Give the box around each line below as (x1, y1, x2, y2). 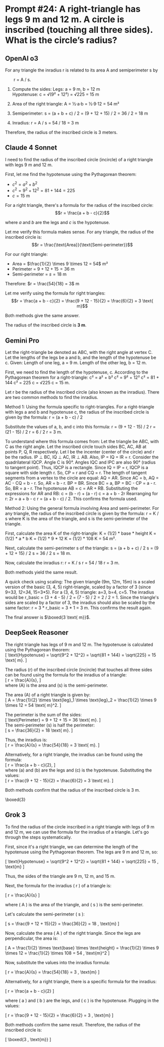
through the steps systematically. (5, 834, 72, 840)
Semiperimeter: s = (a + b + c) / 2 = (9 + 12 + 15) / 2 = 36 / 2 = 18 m (12, 110, 148, 116)
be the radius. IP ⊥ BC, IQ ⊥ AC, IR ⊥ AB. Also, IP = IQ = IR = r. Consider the (5, 454, 159, 460)
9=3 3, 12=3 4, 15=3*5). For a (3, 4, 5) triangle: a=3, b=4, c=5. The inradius (5, 589, 154, 595)
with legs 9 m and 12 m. (5, 162, 53, 168)
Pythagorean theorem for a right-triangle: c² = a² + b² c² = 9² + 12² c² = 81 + (5, 374, 159, 380)
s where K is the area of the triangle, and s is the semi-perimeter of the (5, 516, 148, 522)
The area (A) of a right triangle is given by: (5, 692, 91, 698)
